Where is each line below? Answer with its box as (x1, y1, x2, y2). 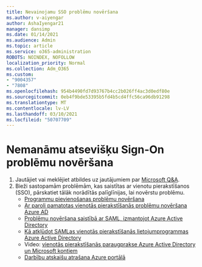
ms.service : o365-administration (6, 49, 91, 55)
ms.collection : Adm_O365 (6, 65, 69, 72)
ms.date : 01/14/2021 (6, 32, 59, 38)
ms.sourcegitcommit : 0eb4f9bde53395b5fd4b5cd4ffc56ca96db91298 (6, 94, 170, 100)
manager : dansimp (6, 26, 50, 32)
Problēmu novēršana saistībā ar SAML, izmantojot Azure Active (24, 215, 183, 222)
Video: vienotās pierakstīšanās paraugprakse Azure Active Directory (24, 241, 196, 248)
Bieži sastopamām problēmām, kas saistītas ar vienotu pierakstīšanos (15, 182, 190, 190)
